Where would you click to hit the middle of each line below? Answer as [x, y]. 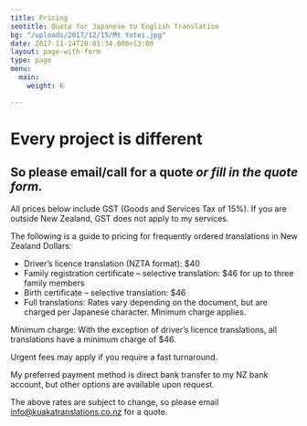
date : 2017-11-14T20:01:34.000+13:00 [82, 43]
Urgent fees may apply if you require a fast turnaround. [114, 357]
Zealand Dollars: [41, 245]
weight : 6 [46, 86]
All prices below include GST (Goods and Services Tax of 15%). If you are [148, 208]
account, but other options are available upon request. [112, 384]
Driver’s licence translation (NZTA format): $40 [111, 263]
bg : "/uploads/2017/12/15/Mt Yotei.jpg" [89, 35]
